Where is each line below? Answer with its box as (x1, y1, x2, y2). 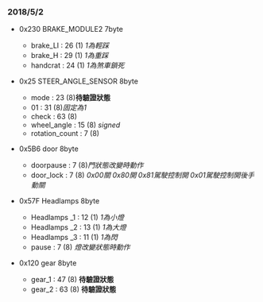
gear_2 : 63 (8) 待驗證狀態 (30, 285, 117, 294)
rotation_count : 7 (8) (30, 129, 100, 138)
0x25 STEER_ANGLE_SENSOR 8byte (18, 76, 138, 86)
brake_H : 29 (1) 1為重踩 (30, 51, 109, 60)
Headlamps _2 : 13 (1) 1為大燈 (30, 223, 126, 232)
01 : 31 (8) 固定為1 (30, 103, 87, 113)
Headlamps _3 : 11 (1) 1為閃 (30, 233, 118, 242)
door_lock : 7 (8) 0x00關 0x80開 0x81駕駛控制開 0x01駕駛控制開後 (30, 170, 248, 180)
